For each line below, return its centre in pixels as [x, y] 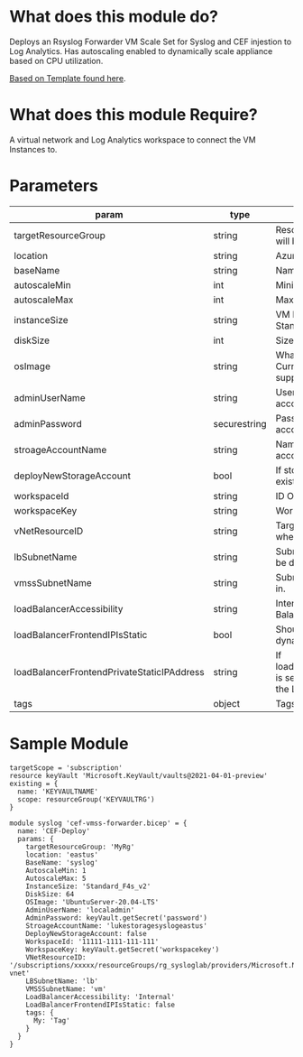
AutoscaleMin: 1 [56, 870]
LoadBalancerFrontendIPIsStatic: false [101, 1005]
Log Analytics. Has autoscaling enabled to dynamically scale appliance [141, 51]
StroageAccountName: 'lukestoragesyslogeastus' [116, 926]
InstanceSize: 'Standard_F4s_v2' [88, 886]
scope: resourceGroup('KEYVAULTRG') [86, 799]
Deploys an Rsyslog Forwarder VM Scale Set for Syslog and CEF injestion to [151, 42]
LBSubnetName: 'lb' [62, 981]
